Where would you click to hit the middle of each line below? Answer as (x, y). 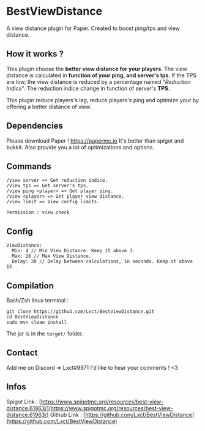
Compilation (30, 286)
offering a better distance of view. (49, 107)
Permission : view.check (38, 212)
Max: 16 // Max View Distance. (52, 256)
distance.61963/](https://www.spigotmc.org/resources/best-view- (90, 408)
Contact (22, 353)
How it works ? (35, 54)
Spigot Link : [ (24, 402)
